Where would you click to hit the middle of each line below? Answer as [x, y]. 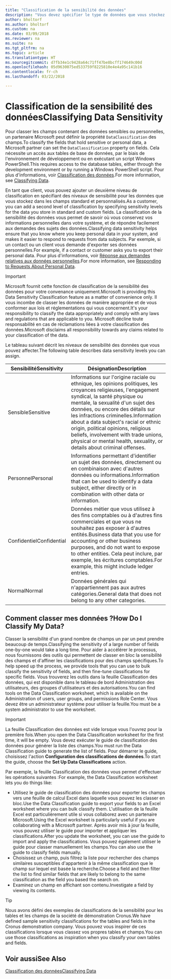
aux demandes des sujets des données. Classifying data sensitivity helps [81, 228]
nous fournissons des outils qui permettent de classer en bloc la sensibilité [83, 655]
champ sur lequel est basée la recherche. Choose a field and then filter [86, 869]
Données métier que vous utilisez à [113, 508]
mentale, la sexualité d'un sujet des [113, 403]
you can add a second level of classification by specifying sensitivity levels [84, 206]
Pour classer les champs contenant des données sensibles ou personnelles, [85, 131]
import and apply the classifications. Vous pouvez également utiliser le [87, 841]
